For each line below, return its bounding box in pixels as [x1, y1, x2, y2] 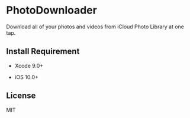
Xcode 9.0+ [14, 62, 44, 69]
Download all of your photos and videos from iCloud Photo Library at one [6, 23, 185, 30]
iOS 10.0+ [14, 73, 38, 80]
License [6, 91, 36, 101]
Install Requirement [6, 47, 80, 57]
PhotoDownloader [6, 4, 98, 17]
